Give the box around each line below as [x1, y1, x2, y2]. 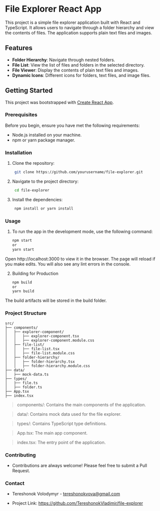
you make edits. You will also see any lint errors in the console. [5, 261, 131, 267]
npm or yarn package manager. [12, 137, 75, 143]
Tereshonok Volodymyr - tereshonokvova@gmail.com [12, 491, 120, 497]
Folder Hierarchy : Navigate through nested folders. [12, 57, 115, 63]
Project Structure [5, 310, 47, 317]
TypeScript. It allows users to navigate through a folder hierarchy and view [5, 24, 154, 30]
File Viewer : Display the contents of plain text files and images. [12, 67, 139, 73]
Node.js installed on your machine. [12, 132, 82, 138]
